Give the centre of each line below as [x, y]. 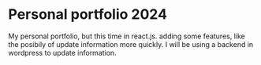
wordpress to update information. [62, 52]
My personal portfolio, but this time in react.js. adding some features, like [127, 36]
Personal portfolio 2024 [88, 14]
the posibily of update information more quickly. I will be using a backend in [131, 44]
